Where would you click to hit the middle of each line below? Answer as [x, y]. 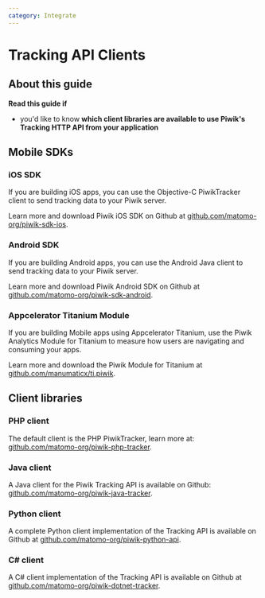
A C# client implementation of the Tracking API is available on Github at [125, 577]
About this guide [51, 84]
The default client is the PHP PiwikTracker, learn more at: [101, 438]
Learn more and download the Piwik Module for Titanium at [105, 365]
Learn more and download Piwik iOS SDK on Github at [97, 216]
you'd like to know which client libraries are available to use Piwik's [132, 118]
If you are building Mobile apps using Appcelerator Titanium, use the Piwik [130, 332]
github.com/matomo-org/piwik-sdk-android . [81, 294]
